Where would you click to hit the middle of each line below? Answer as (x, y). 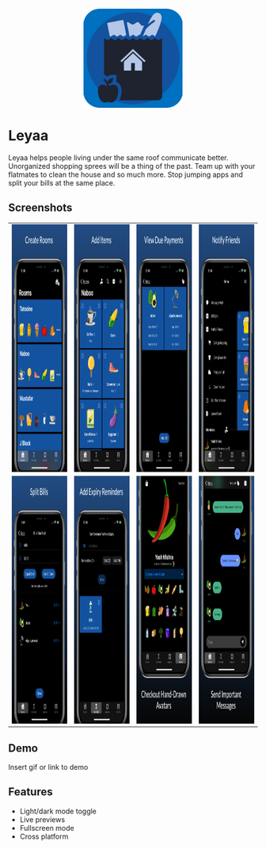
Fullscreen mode (47, 828)
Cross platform (44, 836)
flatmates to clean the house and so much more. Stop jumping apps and (126, 174)
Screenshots (40, 208)
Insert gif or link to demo (48, 767)
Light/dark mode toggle (58, 811)
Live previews (42, 819)
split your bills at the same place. (62, 182)
